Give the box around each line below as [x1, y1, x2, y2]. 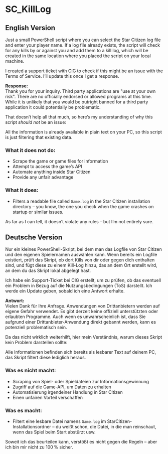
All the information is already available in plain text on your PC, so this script [5, 129, 162, 135]
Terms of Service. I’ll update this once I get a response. [5, 73, 119, 79]
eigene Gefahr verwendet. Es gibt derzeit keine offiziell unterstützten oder [5, 309, 158, 315]
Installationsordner [12, 424, 52, 429]
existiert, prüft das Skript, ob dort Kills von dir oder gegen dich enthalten [5, 257, 155, 263]
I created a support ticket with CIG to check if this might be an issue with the [5, 68, 163, 74]
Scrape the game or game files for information [12, 158, 108, 164]
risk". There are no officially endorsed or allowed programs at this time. [5, 94, 152, 99]
